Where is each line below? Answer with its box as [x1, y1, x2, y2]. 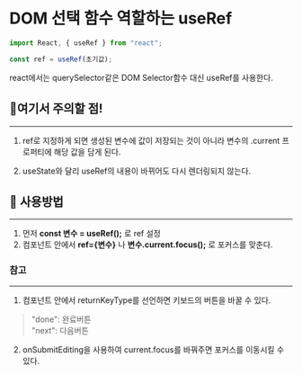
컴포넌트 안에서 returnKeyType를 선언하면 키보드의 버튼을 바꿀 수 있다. [22, 294, 271, 306]
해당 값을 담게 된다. [53, 146, 121, 157]
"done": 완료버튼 [31, 314, 92, 325]
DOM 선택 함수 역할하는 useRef [9, 8, 233, 29]
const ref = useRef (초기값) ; [9, 55, 113, 64]
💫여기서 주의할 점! [9, 101, 103, 117]
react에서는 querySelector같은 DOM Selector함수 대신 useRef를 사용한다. [9, 72, 274, 83]
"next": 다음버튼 [31, 325, 89, 335]
